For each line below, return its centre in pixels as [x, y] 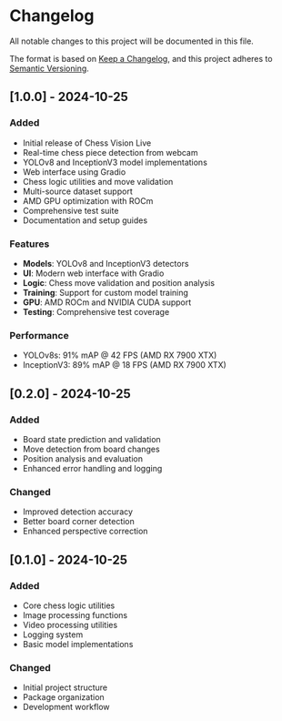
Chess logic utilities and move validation [98, 181]
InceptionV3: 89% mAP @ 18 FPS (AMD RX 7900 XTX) [125, 365]
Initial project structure [65, 687]
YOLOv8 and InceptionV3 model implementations [115, 162]
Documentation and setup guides [85, 220]
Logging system [53, 635]
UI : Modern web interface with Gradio [93, 273]
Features [30, 244]
